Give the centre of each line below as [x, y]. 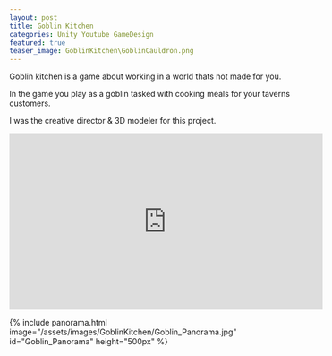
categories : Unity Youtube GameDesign [81, 34]
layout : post [34, 17]
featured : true [38, 43]
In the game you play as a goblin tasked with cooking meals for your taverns [150, 94]
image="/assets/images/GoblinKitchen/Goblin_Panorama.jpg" [123, 332]
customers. [30, 103]
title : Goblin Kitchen [51, 26]
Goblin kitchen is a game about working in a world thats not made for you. [145, 76]
